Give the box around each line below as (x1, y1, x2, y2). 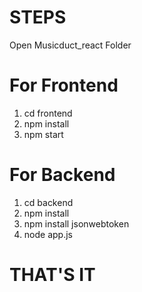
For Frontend (9, 74, 119, 97)
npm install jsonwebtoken (23, 217, 130, 230)
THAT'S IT (9, 264, 96, 286)
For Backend (9, 164, 116, 186)
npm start (23, 128, 64, 140)
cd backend (23, 196, 74, 208)
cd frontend (23, 107, 73, 119)
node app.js (23, 228, 73, 240)
